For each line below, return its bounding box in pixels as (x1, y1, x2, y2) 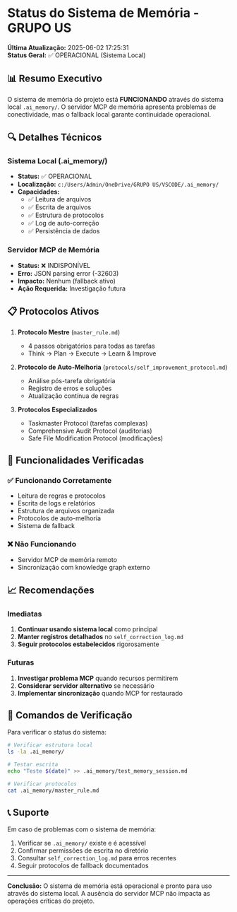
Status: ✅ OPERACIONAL (17, 172, 92, 181)
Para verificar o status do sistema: (7, 728, 107, 737)
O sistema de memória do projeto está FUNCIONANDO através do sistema (7, 95, 224, 103)
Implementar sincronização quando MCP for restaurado (17, 689, 183, 697)
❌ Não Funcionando (7, 539, 76, 549)
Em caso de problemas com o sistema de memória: (7, 825, 157, 834)
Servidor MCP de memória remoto (17, 555, 118, 563)
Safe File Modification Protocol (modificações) (28, 433, 164, 443)
